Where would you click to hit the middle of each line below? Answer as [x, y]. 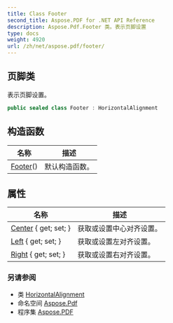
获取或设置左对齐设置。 [116, 242]
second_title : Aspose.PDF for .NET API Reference [81, 20]
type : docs [23, 33]
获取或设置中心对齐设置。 [120, 228]
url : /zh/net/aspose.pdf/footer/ [56, 46]
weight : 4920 [26, 40]
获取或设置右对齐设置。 [116, 255]
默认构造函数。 [69, 167]
